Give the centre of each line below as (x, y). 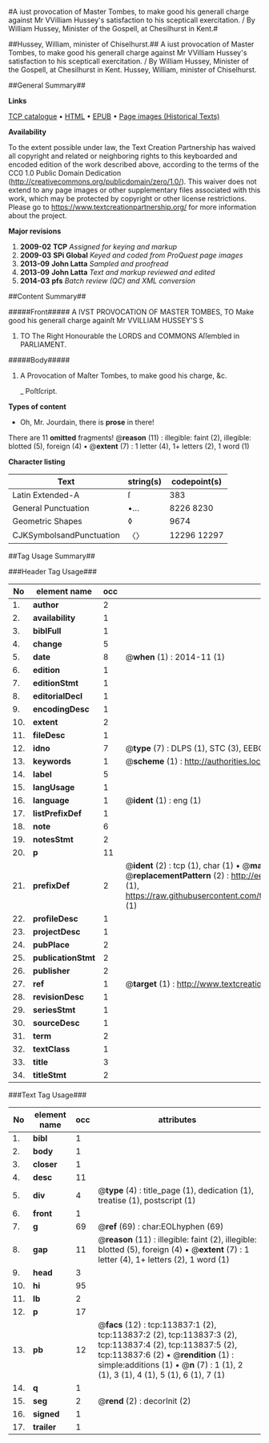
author (46, 605)
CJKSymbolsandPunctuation (66, 535)
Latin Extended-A (46, 495)
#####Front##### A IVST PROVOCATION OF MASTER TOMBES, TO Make (131, 312)
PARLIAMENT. (43, 345)
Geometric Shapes (47, 521)
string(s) (145, 482)
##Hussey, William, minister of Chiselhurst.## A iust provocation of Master (131, 44)
